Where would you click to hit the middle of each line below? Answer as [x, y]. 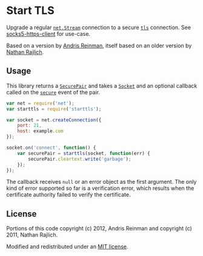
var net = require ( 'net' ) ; [40, 103]
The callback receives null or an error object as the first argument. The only [101, 182]
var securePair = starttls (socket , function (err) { [84, 153]
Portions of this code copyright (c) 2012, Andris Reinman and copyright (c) [99, 229]
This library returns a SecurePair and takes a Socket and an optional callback [102, 86]
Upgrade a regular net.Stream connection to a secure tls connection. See [98, 27]
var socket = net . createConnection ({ [54, 120]
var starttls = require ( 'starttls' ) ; [54, 109]
